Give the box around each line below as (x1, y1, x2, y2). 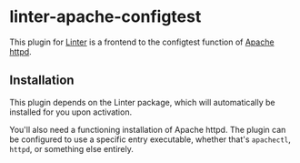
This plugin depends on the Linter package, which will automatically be (9, 97, 275, 107)
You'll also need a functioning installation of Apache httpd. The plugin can (9, 124, 286, 135)
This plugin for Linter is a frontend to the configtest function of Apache (9, 36, 275, 47)
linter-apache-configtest (9, 6, 202, 27)
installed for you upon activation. (9, 107, 133, 117)
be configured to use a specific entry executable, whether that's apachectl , (9, 134, 291, 145)
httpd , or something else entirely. (9, 143, 135, 154)
